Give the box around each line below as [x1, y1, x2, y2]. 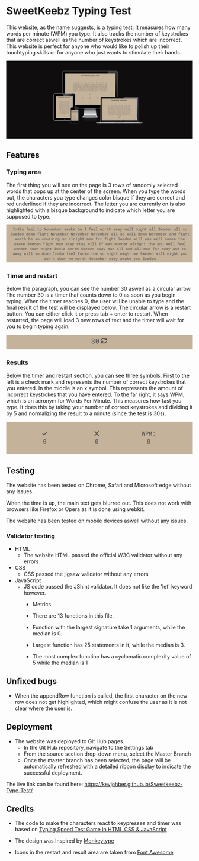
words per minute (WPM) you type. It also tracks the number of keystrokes [6, 30, 188, 37]
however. [23, 589, 46, 596]
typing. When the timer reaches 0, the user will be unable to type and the [6, 298, 185, 305]
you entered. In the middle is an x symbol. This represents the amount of [6, 384, 184, 391]
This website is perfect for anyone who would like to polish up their [6, 43, 170, 50]
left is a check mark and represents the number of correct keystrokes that [6, 378, 187, 385]
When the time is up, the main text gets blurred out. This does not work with [6, 499, 191, 506]
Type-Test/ [6, 786, 33, 794]
